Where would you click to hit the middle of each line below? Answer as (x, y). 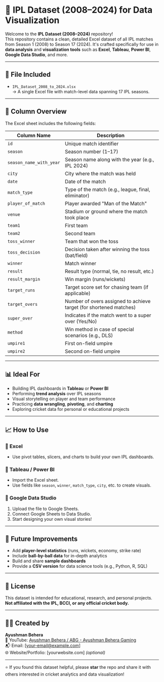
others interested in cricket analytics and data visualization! (65, 674)
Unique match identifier (92, 144)
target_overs (23, 304)
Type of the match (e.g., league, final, (107, 189)
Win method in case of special (99, 329)
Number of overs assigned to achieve (108, 301)
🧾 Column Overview (36, 112)
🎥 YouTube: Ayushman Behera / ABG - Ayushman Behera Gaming (71, 640)
